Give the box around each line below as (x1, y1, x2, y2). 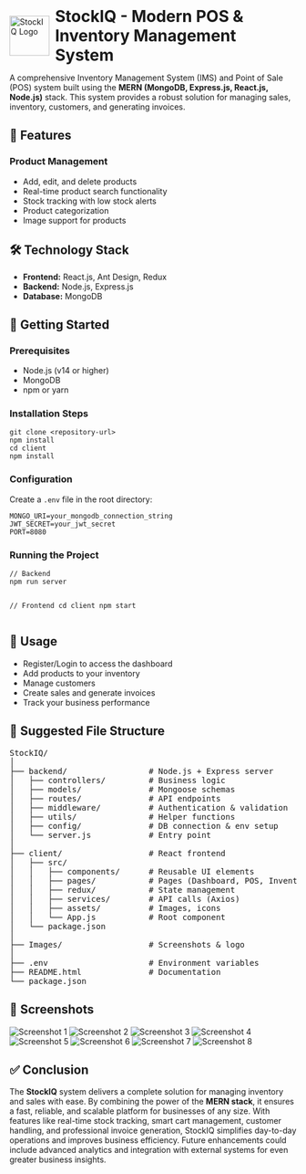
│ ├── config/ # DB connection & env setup (9, 821, 280, 831)
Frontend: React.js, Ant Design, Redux (22, 271, 167, 282)
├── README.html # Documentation (9, 967, 221, 977)
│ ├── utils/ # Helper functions (9, 812, 236, 822)
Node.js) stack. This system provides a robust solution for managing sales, (9, 92, 291, 102)
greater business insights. (9, 1154, 107, 1165)
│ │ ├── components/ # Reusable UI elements (9, 866, 255, 876)
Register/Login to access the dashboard (22, 658, 173, 669)
